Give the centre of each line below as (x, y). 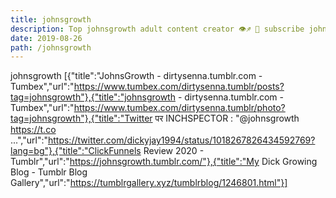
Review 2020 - (174, 151)
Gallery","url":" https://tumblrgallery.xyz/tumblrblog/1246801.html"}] (149, 183)
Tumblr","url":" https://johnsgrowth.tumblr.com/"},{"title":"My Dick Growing (164, 162)
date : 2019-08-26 (46, 38)
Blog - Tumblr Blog (49, 172)
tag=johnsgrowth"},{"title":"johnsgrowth (93, 97)
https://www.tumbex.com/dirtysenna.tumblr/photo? (179, 108)
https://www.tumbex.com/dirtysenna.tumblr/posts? (179, 87)
